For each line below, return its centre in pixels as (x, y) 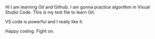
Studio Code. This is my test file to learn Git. (50, 12)
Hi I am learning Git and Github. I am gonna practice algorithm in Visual (78, 7)
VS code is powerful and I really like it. (44, 22)
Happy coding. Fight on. (30, 31)
